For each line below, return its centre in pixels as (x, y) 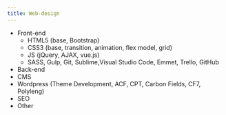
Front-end (31, 33)
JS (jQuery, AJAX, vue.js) (63, 55)
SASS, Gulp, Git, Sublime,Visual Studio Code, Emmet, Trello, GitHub (123, 62)
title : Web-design (33, 13)
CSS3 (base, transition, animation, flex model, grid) (100, 47)
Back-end (31, 69)
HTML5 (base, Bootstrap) (63, 40)
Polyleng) (31, 91)
